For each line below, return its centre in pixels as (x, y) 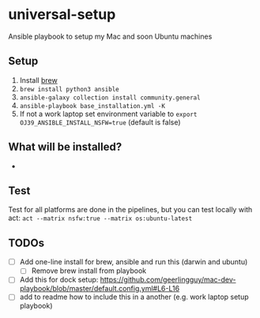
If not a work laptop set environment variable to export (108, 114)
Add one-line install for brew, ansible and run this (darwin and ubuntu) (134, 262)
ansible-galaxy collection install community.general (110, 97)
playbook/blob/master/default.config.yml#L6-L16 (100, 289)
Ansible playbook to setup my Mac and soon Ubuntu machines (110, 36)
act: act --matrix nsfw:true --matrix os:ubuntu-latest (100, 218)
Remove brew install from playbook (89, 271)
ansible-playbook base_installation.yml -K (92, 106)
